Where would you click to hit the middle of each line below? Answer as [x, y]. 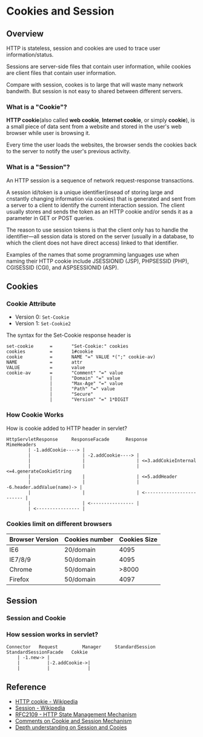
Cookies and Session [60, 11]
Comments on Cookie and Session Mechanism [73, 721]
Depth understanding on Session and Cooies [71, 727]
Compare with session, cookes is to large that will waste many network [95, 85]
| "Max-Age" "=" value [86, 384]
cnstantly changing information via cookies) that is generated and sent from [101, 198]
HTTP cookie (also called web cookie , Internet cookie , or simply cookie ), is [101, 120]
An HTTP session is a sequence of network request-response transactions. [100, 180]
